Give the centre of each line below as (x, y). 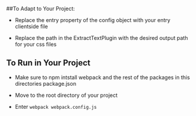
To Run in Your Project (49, 63)
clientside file (31, 26)
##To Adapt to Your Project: (40, 9)
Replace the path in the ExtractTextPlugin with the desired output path (101, 38)
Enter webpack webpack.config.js (56, 106)
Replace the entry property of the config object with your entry (93, 20)
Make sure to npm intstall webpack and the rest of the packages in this (102, 77)
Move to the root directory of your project (66, 95)
